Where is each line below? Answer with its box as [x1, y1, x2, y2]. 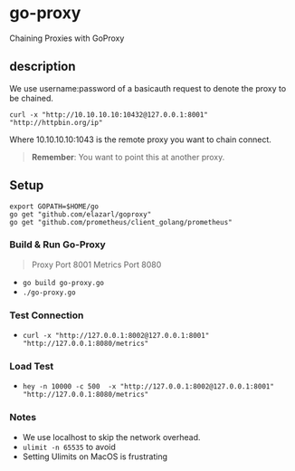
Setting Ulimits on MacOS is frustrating [22, 451, 168, 462]
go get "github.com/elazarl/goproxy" [9, 209, 152, 219]
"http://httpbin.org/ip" [9, 118, 103, 127]
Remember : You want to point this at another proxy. [31, 151, 225, 162]
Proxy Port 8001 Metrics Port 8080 [31, 259, 162, 270]
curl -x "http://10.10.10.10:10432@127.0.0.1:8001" [9, 110, 208, 120]
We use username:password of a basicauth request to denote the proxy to [9, 82, 287, 93]
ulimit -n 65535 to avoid [22, 441, 116, 452]
